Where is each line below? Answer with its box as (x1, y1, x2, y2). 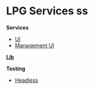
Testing (6, 65, 26, 72)
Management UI (14, 42, 55, 49)
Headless (14, 76, 39, 84)
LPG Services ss (6, 4, 88, 18)
